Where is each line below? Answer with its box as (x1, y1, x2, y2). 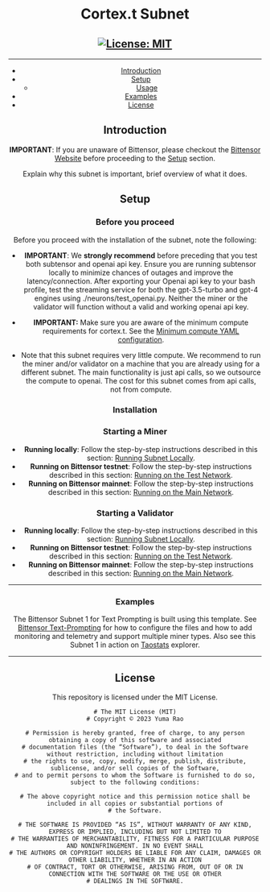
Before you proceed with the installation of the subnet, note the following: (13, 234, 257, 244)
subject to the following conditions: (70, 778, 200, 786)
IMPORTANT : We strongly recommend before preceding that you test (24, 251, 258, 260)
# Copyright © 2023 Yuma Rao (86, 715, 184, 724)
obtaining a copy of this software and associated (48, 736, 222, 745)
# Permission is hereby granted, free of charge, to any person (25, 729, 245, 737)
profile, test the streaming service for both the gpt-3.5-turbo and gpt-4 (23, 284, 259, 294)
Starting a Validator (96, 507, 174, 518)
